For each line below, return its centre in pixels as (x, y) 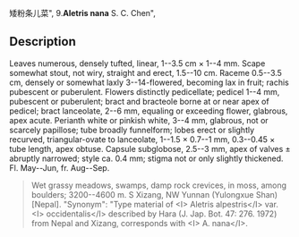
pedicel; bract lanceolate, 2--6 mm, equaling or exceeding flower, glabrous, (149, 111)
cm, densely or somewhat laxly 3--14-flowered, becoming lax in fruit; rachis (149, 82)
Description (43, 42)
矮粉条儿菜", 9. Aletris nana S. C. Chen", (83, 13)
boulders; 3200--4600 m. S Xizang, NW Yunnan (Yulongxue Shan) (154, 194)
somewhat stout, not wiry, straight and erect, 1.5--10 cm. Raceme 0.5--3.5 (145, 72)
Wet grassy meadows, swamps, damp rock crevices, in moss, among (159, 185)
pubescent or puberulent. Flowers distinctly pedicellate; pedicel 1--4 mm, (145, 91)
